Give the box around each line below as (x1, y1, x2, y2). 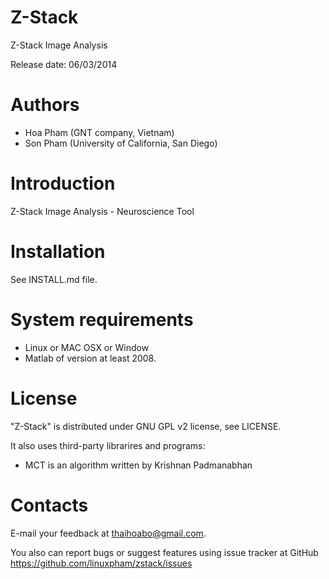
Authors (10, 94, 80, 116)
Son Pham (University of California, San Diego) (24, 137, 218, 149)
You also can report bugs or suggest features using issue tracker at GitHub (10, 546, 319, 558)
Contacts (10, 494, 89, 516)
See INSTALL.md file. (10, 273, 98, 285)
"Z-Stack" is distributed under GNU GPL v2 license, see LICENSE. (10, 420, 282, 432)
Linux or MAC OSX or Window (24, 341, 150, 353)
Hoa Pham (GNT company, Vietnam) (24, 126, 175, 138)
